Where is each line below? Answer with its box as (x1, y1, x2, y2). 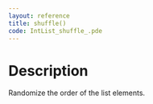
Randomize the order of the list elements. (8, 88, 146, 98)
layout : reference (8, 11, 70, 20)
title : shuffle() (8, 19, 67, 27)
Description (8, 61, 89, 80)
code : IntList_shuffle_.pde (8, 27, 103, 35)
